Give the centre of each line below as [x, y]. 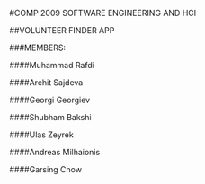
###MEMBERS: [37, 48]
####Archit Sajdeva [46, 83]
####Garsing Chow [46, 169]
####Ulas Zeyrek [41, 135]
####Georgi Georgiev [50, 100]
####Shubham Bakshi [50, 117]
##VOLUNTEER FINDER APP [62, 30]
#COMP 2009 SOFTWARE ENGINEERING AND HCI [103, 13]
